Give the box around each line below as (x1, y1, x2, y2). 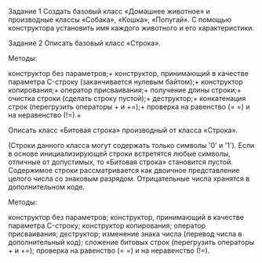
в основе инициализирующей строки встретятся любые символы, (8, 149, 231, 158)
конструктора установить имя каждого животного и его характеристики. (8, 23, 255, 32)
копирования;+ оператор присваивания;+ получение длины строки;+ (8, 85, 242, 95)
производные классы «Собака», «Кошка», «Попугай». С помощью (8, 15, 232, 24)
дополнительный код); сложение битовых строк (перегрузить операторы (8, 238, 255, 247)
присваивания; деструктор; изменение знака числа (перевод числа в (8, 229, 242, 238)
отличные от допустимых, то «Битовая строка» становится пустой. (8, 157, 234, 167)
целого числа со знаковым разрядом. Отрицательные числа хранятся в (8, 174, 250, 183)
